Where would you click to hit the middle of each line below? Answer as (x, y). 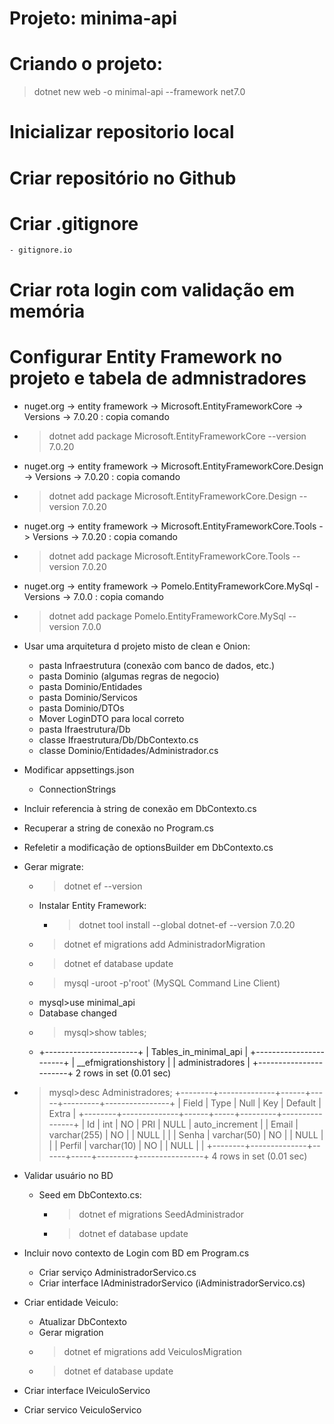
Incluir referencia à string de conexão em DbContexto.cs (140, 808)
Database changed (77, 1013)
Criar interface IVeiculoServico (87, 1390)
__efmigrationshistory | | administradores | (164, 1062)
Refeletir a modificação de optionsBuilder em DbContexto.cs (148, 847)
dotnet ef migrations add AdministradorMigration (164, 944)
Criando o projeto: (86, 64)
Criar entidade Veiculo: (71, 1302)
